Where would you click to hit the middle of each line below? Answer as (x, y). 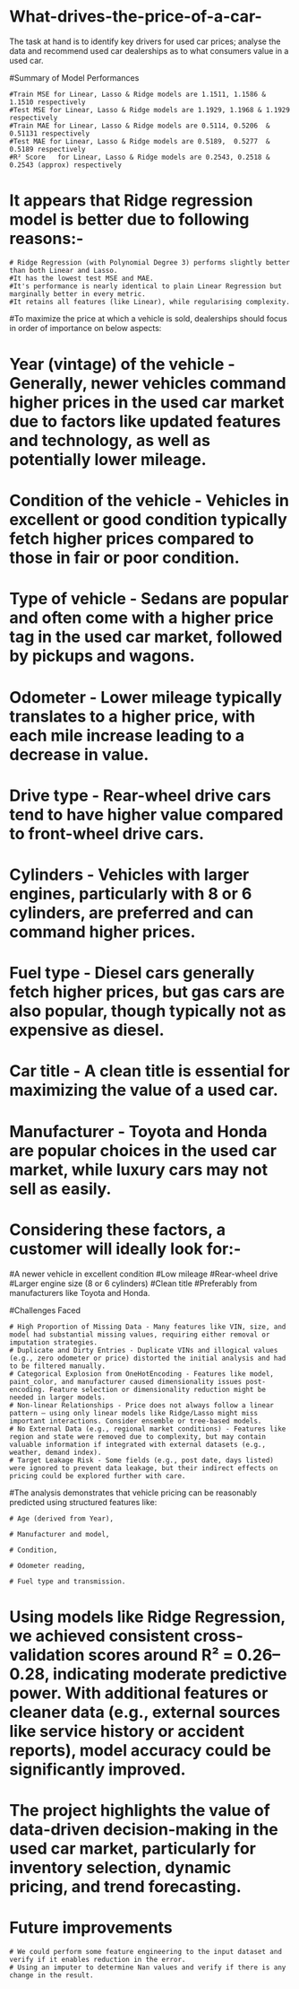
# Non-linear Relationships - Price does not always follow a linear (142, 1405)
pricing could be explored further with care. (98, 1476)
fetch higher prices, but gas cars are (147, 992)
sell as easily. (60, 1189)
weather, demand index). (56, 1452)
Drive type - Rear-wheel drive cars (140, 795)
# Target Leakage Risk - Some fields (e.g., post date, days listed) (142, 1460)
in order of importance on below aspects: (85, 328)
